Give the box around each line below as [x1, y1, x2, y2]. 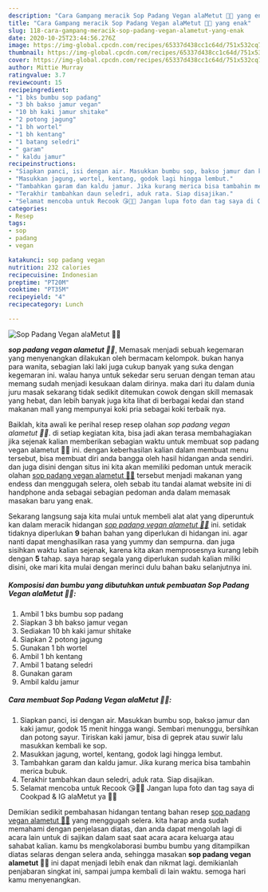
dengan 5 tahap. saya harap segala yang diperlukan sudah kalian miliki [8, 554, 241, 563]
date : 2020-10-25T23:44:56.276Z [8, 34, 116, 42]
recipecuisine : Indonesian [8, 270, 98, 279]
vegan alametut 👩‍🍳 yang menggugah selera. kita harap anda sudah [8, 815, 229, 825]
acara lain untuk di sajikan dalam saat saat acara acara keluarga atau [8, 832, 235, 842]
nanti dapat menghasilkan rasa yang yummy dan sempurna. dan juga [8, 536, 235, 547]
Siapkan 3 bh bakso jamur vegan [19, 618, 128, 627]
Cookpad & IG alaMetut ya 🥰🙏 [19, 791, 117, 801]
